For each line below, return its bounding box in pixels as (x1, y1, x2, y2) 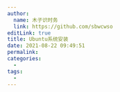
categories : (7, 55, 42, 62)
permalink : (7, 49, 39, 56)
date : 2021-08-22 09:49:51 (7, 42, 85, 49)
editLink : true (7, 29, 51, 37)
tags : (7, 68, 23, 75)
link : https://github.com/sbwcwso (13, 23, 113, 30)
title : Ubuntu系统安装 (7, 36, 69, 43)
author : (7, 10, 30, 17)
